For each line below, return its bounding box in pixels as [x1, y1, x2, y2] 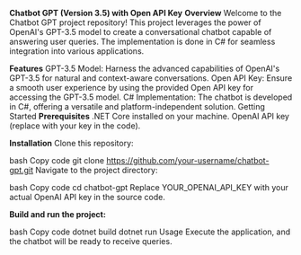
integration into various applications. [9, 46, 145, 57]
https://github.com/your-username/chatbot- [106, 155, 270, 165]
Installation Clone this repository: [9, 138, 134, 148]
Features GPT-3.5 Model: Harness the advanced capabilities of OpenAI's [9, 63, 280, 74]
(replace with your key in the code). [9, 120, 141, 131]
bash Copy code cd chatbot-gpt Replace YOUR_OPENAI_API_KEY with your [9, 182, 289, 192]
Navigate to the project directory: [35, 165, 158, 175]
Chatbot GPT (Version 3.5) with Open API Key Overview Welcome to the [9, 8, 282, 18]
